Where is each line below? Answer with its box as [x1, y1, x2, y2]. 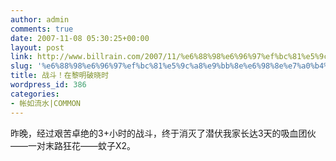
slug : [10, 61, 33, 71]
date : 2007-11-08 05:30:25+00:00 [10, 33, 150, 43]
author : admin [10, 14, 70, 25]
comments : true [10, 24, 74, 34]
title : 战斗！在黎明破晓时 [10, 71, 110, 81]
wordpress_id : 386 [10, 80, 87, 90]
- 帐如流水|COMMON [10, 98, 82, 108]
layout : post [10, 42, 65, 53]
